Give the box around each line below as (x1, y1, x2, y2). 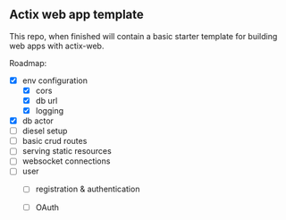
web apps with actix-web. (9, 40, 105, 51)
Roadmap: (9, 57, 47, 68)
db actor (21, 115, 54, 126)
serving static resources (21, 146, 112, 157)
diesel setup (21, 125, 68, 137)
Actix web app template (9, 7, 145, 22)
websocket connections (21, 156, 111, 166)
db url (35, 95, 58, 106)
